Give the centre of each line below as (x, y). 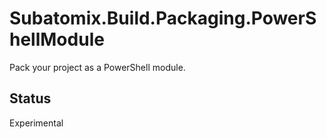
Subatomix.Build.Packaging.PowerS (163, 18)
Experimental (36, 123)
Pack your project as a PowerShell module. (97, 67)
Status (30, 98)
